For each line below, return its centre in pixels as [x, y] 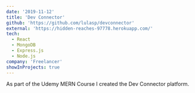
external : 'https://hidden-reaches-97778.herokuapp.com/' [80, 28]
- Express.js [28, 51]
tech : [13, 34]
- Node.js [24, 56]
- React [21, 39]
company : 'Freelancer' [34, 61]
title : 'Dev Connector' [36, 17]
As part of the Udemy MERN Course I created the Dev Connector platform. [98, 84]
